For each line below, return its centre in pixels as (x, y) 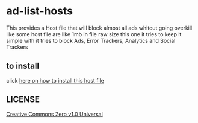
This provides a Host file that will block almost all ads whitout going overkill (99, 28)
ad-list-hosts (40, 11)
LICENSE (23, 100)
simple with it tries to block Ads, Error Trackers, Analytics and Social (91, 40)
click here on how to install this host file (55, 80)
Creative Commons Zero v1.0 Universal (55, 114)
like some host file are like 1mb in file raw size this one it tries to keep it (94, 34)
